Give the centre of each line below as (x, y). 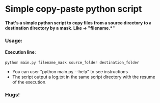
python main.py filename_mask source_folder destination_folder (72, 62)
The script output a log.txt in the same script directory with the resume (84, 77)
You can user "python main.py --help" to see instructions (70, 71)
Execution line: (21, 52)
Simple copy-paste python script (74, 9)
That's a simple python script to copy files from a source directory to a (78, 22)
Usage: (14, 41)
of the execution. (29, 82)
